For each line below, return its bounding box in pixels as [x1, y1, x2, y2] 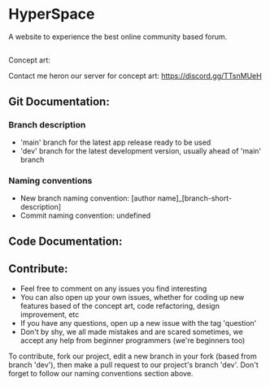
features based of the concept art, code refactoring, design [20, 301, 220, 310]
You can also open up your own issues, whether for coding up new [20, 292, 245, 301]
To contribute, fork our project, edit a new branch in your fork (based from [8, 351, 258, 361]
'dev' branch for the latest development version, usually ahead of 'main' [20, 146, 262, 156]
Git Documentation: [8, 94, 110, 108]
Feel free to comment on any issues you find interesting [20, 284, 207, 293]
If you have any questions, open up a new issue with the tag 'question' [20, 318, 257, 327]
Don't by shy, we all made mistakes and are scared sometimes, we [20, 327, 244, 336]
